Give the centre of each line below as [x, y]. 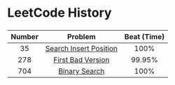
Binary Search [82, 71]
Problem [81, 37]
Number [24, 37]
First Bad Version [82, 60]
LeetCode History [59, 13]
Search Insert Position [81, 49]
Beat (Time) [145, 37]
